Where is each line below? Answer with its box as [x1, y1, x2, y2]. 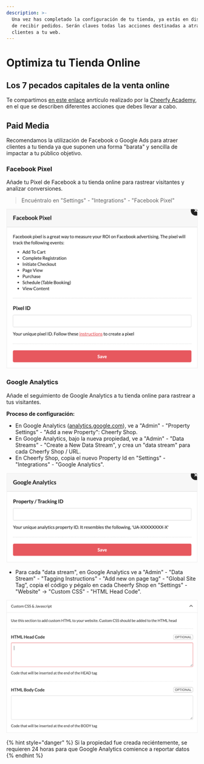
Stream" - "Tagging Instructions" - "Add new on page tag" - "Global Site [15, 575, 196, 582]
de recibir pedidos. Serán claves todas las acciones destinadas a [12, 23, 186, 29]
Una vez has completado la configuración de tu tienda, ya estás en [12, 16, 189, 23]
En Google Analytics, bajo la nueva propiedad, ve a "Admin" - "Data [15, 435, 184, 442]
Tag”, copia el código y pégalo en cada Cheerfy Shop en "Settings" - [15, 581, 188, 589]
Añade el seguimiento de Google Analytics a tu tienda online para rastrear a [6, 391, 195, 399]
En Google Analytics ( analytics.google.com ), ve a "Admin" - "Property [15, 422, 190, 429]
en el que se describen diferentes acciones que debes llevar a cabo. [6, 103, 177, 110]
